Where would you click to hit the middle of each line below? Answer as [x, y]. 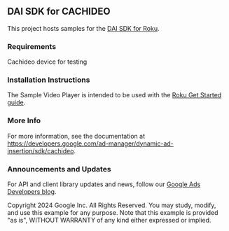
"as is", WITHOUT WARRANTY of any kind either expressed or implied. [109, 220]
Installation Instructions [49, 80]
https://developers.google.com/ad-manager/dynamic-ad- [90, 143]
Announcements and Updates [59, 169]
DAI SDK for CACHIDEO [59, 12]
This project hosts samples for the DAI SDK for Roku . [83, 28]
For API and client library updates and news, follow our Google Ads [104, 184]
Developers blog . [32, 191]
